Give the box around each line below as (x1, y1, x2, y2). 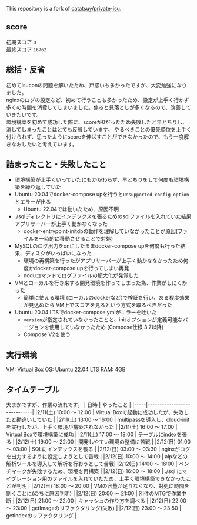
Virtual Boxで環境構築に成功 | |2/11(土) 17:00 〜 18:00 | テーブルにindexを (6, 431, 182, 438)
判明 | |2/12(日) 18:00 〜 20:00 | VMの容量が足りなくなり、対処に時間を (16, 483, 190, 490)
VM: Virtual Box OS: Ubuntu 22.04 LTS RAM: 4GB (6, 366, 126, 373)
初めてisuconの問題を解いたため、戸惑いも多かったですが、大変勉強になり (6, 81, 187, 88)
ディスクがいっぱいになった (25, 250, 92, 257)
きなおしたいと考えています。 (6, 140, 78, 147)
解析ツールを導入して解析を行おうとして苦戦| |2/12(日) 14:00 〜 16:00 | (6, 460, 178, 468)
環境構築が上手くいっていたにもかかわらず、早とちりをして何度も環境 (14, 176, 184, 183)
